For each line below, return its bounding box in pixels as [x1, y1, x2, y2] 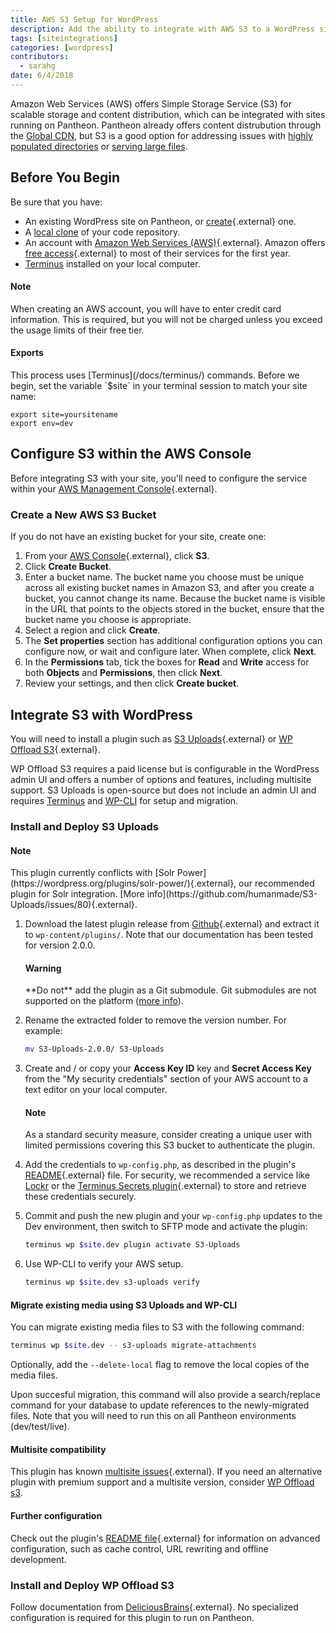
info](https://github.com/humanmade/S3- [146, 888, 318, 900]
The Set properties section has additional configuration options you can [24, 635, 323, 647]
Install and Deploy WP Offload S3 [10, 1578, 175, 1592]
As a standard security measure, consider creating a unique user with [24, 1129, 313, 1141]
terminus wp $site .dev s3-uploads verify [24, 1277, 201, 1288]
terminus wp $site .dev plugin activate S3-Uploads [24, 1240, 241, 1250]
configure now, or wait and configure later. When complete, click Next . [24, 646, 317, 658]
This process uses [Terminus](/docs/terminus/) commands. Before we [10, 369, 300, 381]
